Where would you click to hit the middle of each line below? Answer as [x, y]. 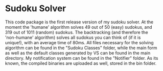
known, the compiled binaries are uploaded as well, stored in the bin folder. [81, 63]
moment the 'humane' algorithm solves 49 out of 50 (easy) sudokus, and [79, 27]
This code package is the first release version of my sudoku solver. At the [79, 22]
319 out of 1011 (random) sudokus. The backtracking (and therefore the [77, 32]
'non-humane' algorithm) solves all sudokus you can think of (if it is [73, 37]
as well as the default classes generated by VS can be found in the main [78, 53]
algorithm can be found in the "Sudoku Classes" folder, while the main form [81, 48]
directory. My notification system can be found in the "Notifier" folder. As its [81, 58]
